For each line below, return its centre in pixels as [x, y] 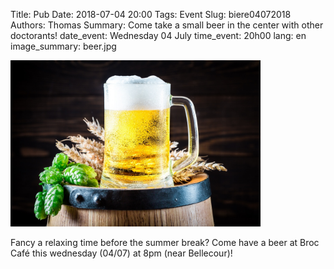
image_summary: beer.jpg [63, 46]
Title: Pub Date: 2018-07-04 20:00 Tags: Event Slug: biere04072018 [151, 14]
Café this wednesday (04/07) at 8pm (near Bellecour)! [121, 253]
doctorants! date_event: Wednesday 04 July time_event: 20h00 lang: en [158, 35]
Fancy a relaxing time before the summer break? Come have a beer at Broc [165, 243]
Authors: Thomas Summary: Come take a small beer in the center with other [167, 25]
